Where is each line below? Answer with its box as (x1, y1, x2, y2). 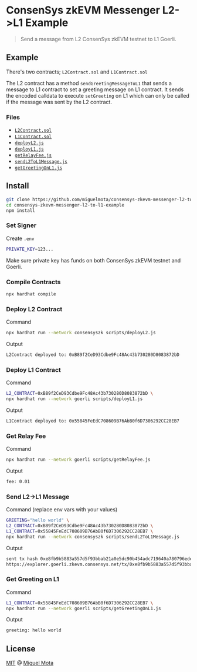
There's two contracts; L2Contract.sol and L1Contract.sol (6, 68, 148, 75)
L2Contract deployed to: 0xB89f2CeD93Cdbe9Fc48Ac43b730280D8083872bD (6, 352, 180, 358)
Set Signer (6, 221, 37, 229)
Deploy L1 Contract (6, 365, 62, 374)
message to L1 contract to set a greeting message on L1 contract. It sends (6, 86, 184, 93)
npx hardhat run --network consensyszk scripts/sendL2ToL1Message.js (6, 534, 180, 540)
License (6, 644, 36, 654)
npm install (6, 207, 35, 214)
